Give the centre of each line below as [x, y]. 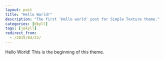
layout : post [19, 10]
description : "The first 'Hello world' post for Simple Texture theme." [82, 19]
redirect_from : [21, 33]
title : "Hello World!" [29, 14]
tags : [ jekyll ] [21, 28]
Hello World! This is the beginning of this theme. [55, 52]
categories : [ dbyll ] [27, 24]
